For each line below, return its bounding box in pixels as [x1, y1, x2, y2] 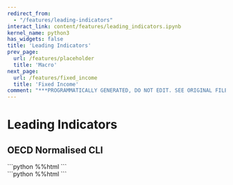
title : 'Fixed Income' [13, 81, 79, 88]
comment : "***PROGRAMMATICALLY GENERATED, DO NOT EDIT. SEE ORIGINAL [7, 87, 213, 94]
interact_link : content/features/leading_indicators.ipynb [7, 23, 182, 30]
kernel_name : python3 [7, 29, 70, 37]
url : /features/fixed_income [13, 74, 98, 81]
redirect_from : [7, 10, 51, 17]
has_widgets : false [7, 36, 64, 43]
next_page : [7, 68, 39, 75]
